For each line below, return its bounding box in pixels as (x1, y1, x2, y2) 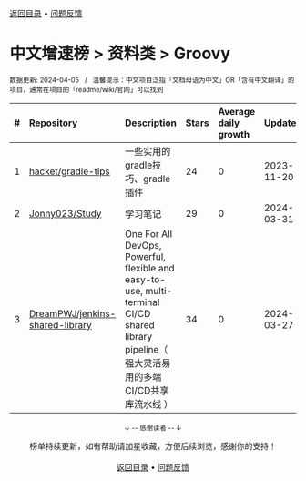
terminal (124, 295, 160, 308)
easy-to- (124, 272, 167, 285)
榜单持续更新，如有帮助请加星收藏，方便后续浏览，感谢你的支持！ (29, 440, 277, 451)
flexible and (124, 261, 175, 274)
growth (218, 128, 250, 140)
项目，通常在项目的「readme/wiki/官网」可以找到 (9, 85, 164, 94)
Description (124, 117, 178, 129)
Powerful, (124, 250, 167, 262)
